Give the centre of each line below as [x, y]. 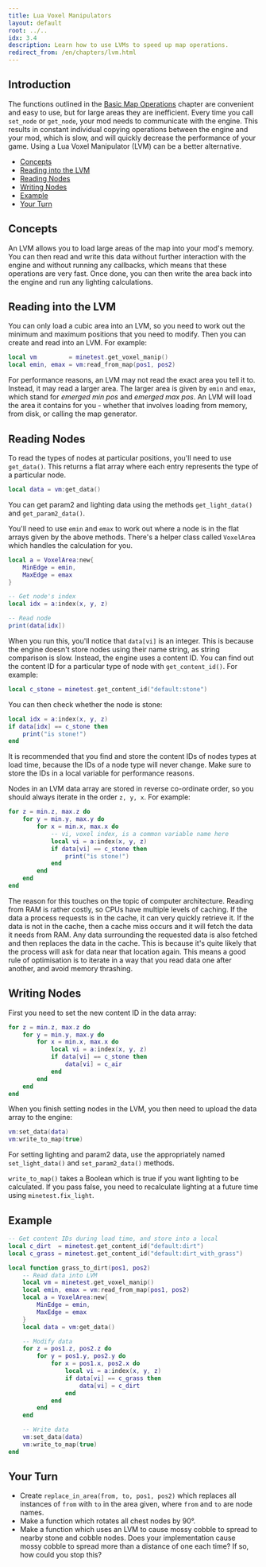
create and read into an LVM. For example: [77, 343]
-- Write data [46, 1430]
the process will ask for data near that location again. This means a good [127, 951]
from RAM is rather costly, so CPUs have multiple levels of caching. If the [128, 909]
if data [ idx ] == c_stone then [58, 726]
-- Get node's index [42, 597]
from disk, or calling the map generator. [73, 414]
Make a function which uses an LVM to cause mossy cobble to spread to [139, 1530]
